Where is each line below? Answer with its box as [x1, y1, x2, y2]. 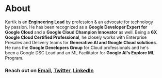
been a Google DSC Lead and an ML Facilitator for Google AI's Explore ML [5, 49, 155, 56]
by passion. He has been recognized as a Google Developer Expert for [5, 24, 147, 30]
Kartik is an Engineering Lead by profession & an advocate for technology [5, 19, 154, 25]
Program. [5, 55, 24, 61]
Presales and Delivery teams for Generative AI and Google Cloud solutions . [5, 39, 158, 45]
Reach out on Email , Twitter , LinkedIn [5, 67, 94, 74]
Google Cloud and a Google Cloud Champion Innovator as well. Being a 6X [5, 29, 157, 35]
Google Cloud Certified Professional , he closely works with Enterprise [5, 34, 147, 40]
